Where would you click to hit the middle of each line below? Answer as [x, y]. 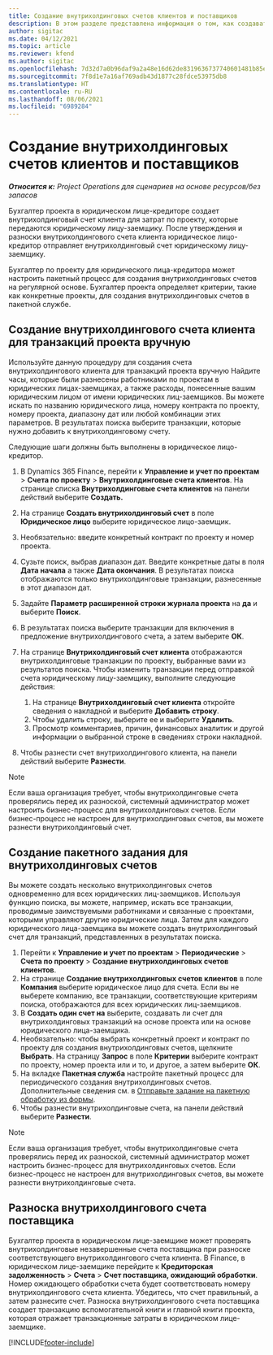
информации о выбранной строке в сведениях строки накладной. [147, 737]
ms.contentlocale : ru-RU [50, 91]
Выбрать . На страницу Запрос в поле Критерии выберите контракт [139, 1056]
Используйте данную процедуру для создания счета [100, 361]
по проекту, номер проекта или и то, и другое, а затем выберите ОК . [140, 1064]
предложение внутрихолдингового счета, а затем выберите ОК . [132, 636]
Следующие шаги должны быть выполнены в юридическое [112, 447]
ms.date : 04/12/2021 [43, 39]
